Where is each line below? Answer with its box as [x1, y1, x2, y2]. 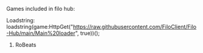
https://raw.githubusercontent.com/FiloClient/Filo [73, 23, 197, 30]
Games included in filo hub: [6, 5, 75, 12]
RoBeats [15, 42, 37, 48]
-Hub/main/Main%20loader [6, 30, 76, 37]
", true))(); [75, 30, 100, 37]
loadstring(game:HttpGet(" [6, 23, 73, 30]
